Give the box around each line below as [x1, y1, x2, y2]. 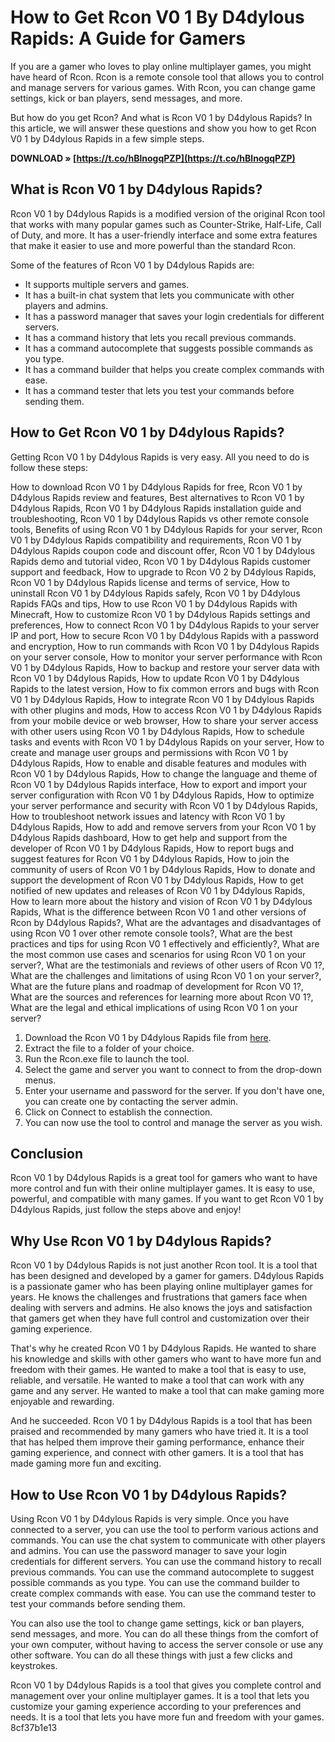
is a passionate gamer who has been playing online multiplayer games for [10, 1281, 313, 1293]
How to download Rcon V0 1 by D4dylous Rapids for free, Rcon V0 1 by [10, 481, 303, 493]
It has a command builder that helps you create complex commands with [24, 363, 325, 375]
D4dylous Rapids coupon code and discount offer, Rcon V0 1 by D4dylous [10, 544, 316, 556]
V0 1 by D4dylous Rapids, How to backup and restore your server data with [10, 661, 320, 673]
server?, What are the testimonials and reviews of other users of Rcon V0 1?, [10, 959, 325, 971]
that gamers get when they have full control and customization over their [10, 1312, 310, 1325]
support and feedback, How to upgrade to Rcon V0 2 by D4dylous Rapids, [10, 566, 317, 578]
